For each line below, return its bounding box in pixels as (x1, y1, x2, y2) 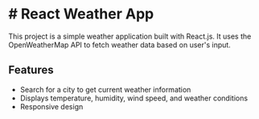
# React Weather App (8, 5, 154, 23)
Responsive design (19, 101, 84, 111)
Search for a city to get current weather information (19, 84, 191, 94)
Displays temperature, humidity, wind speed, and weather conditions (19, 93, 248, 103)
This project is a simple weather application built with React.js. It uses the (8, 31, 252, 41)
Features (8, 64, 54, 77)
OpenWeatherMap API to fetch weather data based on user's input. (8, 39, 231, 49)
